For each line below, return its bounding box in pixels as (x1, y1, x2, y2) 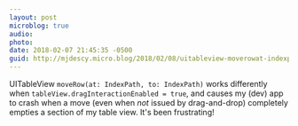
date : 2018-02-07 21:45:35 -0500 (9, 46, 133, 55)
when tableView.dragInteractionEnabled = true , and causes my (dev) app (9, 88, 284, 98)
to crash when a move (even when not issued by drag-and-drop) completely (9, 98, 288, 107)
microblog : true (9, 21, 69, 30)
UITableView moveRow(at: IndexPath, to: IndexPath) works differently (9, 79, 268, 89)
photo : (9, 37, 34, 47)
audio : (9, 29, 34, 38)
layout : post (9, 12, 58, 22)
